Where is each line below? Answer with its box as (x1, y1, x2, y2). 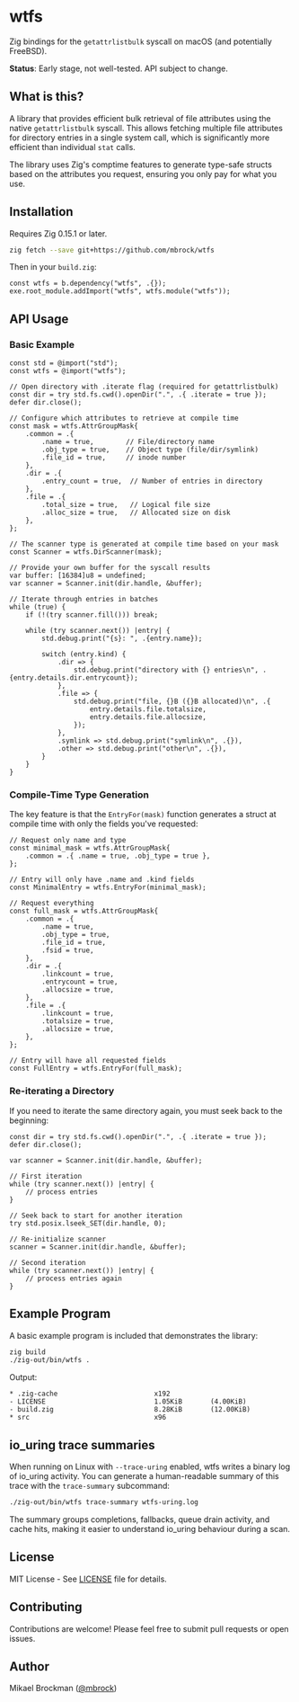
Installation (9, 204, 74, 219)
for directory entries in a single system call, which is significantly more (9, 132, 270, 143)
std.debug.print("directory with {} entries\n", (73, 665, 259, 675)
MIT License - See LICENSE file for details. (9, 1573, 168, 1584)
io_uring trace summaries (9, 1437, 155, 1453)
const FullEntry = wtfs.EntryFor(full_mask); (9, 1064, 182, 1074)
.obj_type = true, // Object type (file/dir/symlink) (41, 445, 259, 455)
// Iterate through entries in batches (9, 595, 159, 604)
